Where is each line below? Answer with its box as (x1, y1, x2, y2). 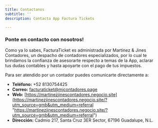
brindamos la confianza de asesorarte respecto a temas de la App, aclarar (5, 57, 154, 63)
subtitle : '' (5, 12, 32, 16)
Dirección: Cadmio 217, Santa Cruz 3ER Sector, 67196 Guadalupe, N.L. (12, 117, 154, 123)
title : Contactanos (5, 7, 45, 12)
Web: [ (12, 91, 26, 97)
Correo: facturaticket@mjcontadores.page (12, 86, 98, 92)
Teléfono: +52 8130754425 (12, 81, 68, 87)
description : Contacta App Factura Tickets (5, 16, 95, 21)
